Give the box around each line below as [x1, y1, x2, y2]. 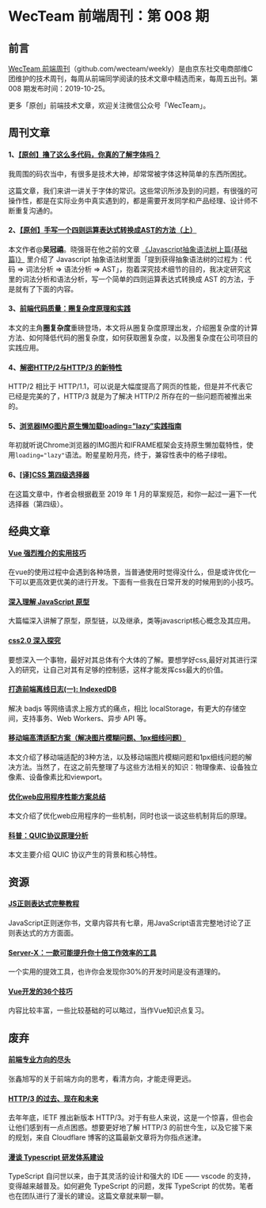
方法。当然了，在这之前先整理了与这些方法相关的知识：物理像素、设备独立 [14, 762, 258, 772]
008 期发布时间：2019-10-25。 [8, 84, 109, 93]
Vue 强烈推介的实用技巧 [8, 548, 86, 558]
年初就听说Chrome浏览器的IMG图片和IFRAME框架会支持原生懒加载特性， [8, 440, 247, 450]
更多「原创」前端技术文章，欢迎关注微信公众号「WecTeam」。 [8, 101, 211, 110]
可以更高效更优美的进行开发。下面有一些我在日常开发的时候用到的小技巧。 [14, 577, 258, 587]
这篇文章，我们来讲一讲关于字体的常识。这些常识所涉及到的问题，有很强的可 [8, 186, 258, 195]
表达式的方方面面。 [14, 928, 78, 938]
